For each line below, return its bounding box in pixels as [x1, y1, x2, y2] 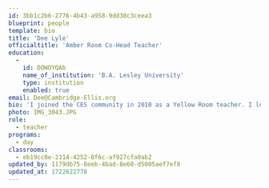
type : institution [22, 78, 84, 86]
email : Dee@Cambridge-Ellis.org [8, 94, 116, 102]
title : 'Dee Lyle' [8, 34, 70, 42]
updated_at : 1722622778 [8, 168, 88, 176]
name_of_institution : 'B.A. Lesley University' [22, 71, 184, 79]
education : [8, 49, 45, 57]
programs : [8, 130, 42, 138]
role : [8, 116, 26, 124]
